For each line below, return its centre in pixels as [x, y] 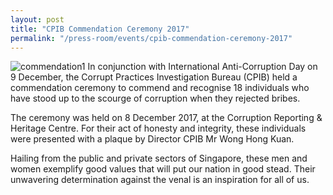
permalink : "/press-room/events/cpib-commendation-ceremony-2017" [151, 38]
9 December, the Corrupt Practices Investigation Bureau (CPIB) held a [154, 77]
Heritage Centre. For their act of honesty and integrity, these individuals [158, 128]
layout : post [37, 19]
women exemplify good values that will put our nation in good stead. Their [163, 169]
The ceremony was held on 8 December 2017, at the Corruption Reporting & [166, 118]
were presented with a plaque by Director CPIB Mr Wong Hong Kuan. [152, 139]
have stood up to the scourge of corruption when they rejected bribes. [155, 98]
